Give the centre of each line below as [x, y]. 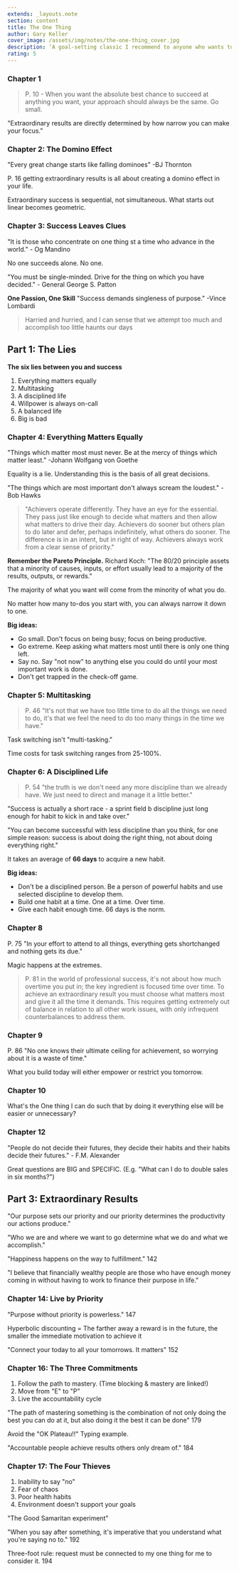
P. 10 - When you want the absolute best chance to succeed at [117, 94]
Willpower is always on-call [58, 403]
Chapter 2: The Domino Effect [60, 149]
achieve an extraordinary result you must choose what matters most [125, 994]
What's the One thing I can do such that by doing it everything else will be [116, 1106]
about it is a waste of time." [47, 1058]
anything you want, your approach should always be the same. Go [122, 102]
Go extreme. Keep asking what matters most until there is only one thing [123, 646]
